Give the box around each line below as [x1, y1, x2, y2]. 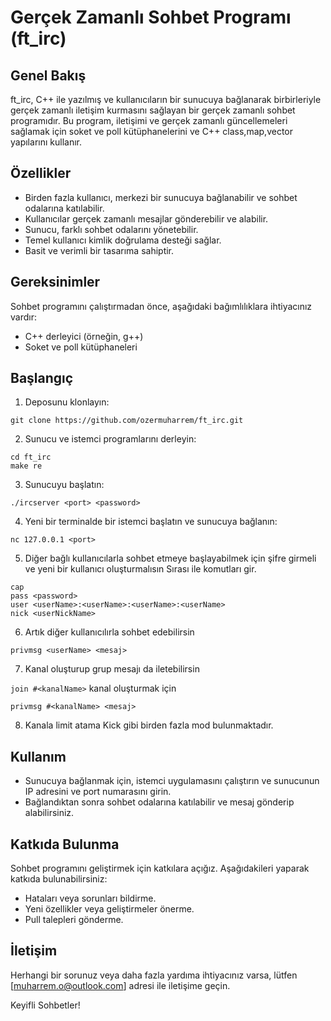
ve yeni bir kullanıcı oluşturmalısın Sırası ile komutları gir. [24, 563, 257, 575]
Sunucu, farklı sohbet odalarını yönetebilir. [24, 223, 199, 235]
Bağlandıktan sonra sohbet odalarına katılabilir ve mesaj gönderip [24, 796, 295, 808]
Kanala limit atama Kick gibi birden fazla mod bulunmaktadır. [24, 719, 274, 731]
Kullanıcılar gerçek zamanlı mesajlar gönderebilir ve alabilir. [24, 212, 269, 225]
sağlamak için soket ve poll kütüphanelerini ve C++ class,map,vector [10, 126, 293, 137]
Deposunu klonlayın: [24, 396, 110, 408]
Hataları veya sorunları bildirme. [24, 892, 157, 905]
